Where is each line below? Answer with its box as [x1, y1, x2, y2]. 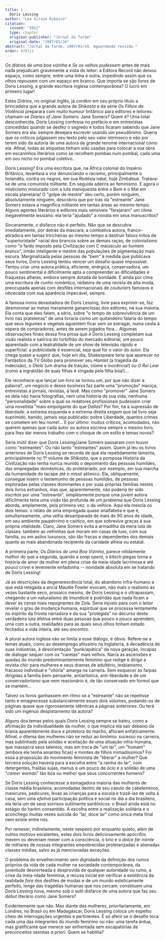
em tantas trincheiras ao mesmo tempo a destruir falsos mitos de [24, 232, 157, 238]
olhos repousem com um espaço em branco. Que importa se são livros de [5, 77, 156, 84]
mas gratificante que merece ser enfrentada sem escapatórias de [5, 924, 138, 930]
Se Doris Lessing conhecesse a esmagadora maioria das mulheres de [5, 780, 147, 786]
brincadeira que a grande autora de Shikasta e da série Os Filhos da [5, 103, 144, 109]
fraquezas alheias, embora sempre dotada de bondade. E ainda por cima [5, 274, 153, 280]
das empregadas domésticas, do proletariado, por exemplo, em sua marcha [5, 465, 159, 471]
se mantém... [5, 683, 32, 689]
